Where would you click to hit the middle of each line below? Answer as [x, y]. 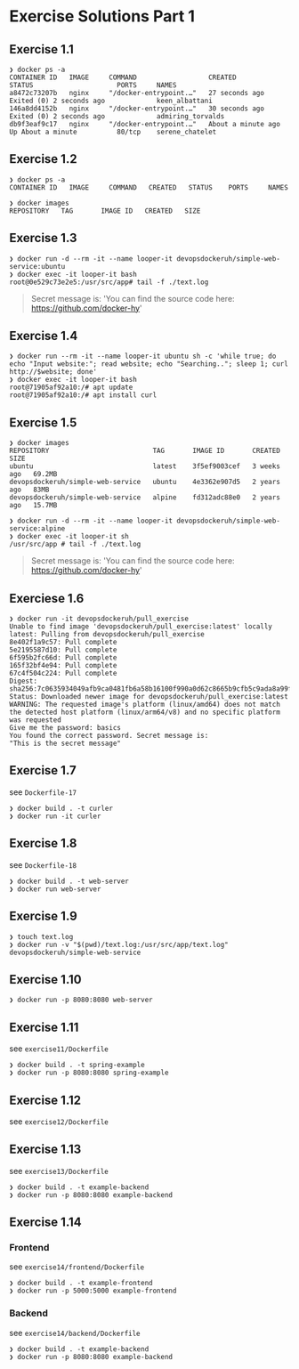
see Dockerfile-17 [43, 792]
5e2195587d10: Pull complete [63, 650]
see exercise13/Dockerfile [59, 1171]
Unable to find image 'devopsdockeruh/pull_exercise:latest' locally [141, 627]
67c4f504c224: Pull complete [63, 674]
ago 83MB [29, 490]
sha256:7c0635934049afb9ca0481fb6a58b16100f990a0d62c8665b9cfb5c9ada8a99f [151, 689]
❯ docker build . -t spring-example [77, 1065]
